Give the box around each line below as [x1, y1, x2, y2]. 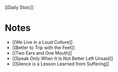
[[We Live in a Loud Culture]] [12, 39, 73, 45]
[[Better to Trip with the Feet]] [12, 44, 75, 51]
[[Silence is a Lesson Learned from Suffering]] [12, 61, 110, 67]
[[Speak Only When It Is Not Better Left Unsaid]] [12, 55, 113, 61]
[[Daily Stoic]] [5, 5, 34, 10]
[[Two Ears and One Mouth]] [12, 50, 72, 56]
